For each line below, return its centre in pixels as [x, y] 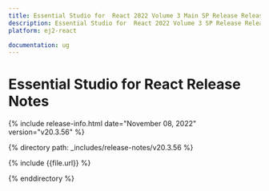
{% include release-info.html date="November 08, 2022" [102, 124]
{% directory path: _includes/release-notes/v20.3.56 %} [101, 148]
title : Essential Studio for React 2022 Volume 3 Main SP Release [123, 16]
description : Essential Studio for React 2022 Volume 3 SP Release [125, 23]
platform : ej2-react [43, 30]
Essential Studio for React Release [125, 84]
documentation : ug [39, 45]
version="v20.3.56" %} [47, 132]
